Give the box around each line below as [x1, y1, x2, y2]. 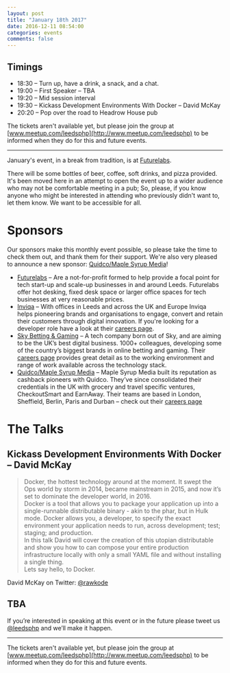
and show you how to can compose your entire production [23, 543, 190, 551]
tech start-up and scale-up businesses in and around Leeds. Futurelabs [16, 280, 219, 288]
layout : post [7, 10, 44, 17]
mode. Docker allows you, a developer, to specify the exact [23, 514, 192, 522]
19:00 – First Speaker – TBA [16, 87, 95, 95]
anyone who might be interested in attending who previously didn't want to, [7, 191, 220, 199]
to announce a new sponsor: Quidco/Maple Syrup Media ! [7, 260, 168, 268]
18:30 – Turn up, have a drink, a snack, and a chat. [16, 79, 159, 87]
